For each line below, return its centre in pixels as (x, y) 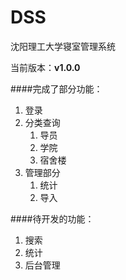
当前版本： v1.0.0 (45, 67)
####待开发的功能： (52, 218)
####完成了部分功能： (56, 88)
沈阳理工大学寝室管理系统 (63, 46)
